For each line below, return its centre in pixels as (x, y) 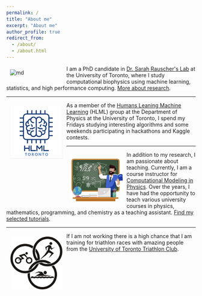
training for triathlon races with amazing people (125, 242)
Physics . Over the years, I (158, 186)
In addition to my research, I (161, 154)
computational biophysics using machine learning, (129, 81)
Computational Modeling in (160, 180)
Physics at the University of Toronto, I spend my (126, 118)
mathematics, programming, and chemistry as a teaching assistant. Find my (100, 212)
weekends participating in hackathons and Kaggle (128, 131)
